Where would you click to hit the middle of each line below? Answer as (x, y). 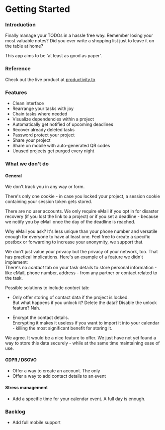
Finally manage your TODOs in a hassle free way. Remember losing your (79, 35)
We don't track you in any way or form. (45, 187)
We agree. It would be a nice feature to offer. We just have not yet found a (81, 338)
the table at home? (24, 46)
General (14, 176)
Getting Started (38, 9)
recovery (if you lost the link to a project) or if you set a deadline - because (82, 216)
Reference (18, 69)
